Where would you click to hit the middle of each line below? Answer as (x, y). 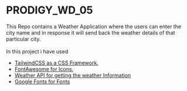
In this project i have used (37, 51)
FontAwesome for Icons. (44, 69)
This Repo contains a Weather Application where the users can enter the (94, 26)
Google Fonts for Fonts (42, 81)
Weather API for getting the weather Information (73, 75)
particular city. (23, 39)
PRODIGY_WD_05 (50, 10)
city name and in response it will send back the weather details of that (91, 32)
